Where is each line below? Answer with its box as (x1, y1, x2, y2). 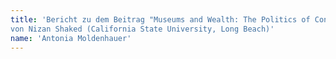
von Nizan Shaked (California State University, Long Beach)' (10, 24, 275, 34)
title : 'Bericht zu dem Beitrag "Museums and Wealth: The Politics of (10, 14, 311, 25)
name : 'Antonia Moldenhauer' (10, 33, 132, 43)
